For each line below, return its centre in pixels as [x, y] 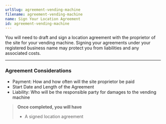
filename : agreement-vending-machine [44, 14]
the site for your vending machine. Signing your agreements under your [78, 43]
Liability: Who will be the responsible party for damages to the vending [84, 92]
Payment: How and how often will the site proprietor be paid [73, 82]
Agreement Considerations [38, 71]
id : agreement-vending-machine [37, 23]
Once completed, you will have [49, 107]
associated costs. [23, 53]
